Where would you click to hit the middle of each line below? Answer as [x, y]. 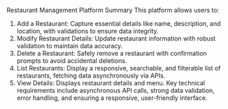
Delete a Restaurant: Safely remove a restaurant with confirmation [112, 53]
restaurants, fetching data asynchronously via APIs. [91, 75]
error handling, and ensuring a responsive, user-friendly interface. [112, 98]
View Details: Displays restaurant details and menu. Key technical [111, 83]
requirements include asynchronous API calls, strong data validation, [115, 90]
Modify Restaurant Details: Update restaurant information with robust [116, 38]
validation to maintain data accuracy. [70, 46]
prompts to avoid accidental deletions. [72, 61]
